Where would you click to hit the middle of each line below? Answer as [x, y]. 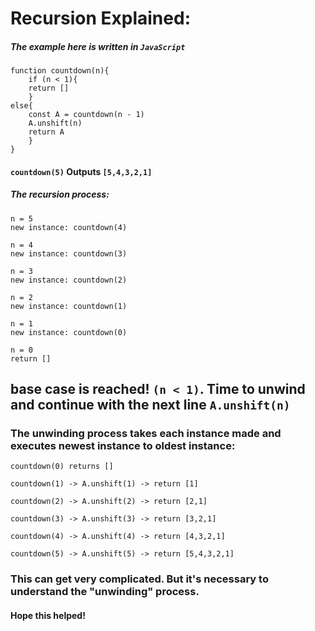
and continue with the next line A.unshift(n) [150, 405]
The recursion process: [60, 194]
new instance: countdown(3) [69, 253]
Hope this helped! [48, 615]
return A [46, 132]
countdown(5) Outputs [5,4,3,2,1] [81, 171]
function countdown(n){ [60, 71]
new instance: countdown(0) [69, 332]
